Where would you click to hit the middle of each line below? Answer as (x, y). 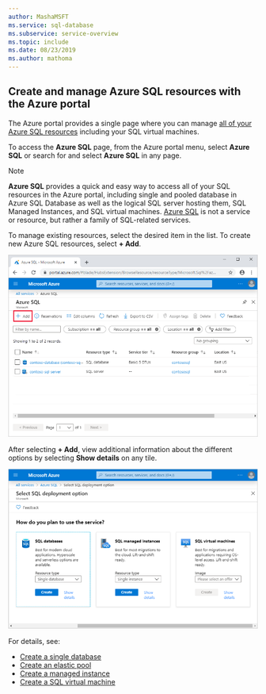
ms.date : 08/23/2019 (42, 50)
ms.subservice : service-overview (63, 33)
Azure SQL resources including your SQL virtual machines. (104, 132)
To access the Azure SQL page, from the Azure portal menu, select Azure (129, 147)
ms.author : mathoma (40, 59)
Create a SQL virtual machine (68, 681)
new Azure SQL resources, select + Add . (75, 243)
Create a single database (60, 656)
